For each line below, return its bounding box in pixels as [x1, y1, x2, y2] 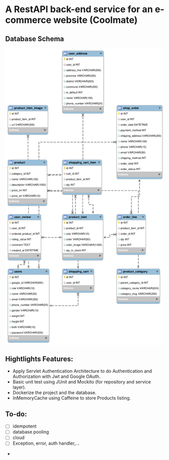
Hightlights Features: [5, 355, 73, 363]
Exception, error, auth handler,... [12, 440, 80, 446]
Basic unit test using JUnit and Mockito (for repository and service [12, 379, 151, 385]
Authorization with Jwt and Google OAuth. [12, 373, 101, 379]
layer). [12, 384, 26, 391]
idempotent [12, 423, 37, 429]
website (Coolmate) [53, 14, 138, 26]
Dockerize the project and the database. [12, 390, 97, 396]
